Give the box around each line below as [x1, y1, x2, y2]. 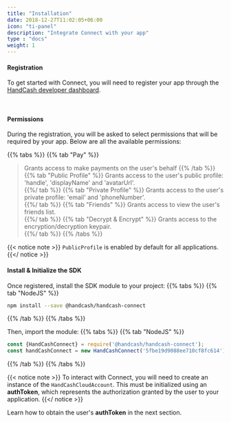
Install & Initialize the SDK [7, 266, 82, 274]
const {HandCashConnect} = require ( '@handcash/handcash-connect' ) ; [7, 341, 205, 348]
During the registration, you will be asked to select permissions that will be [7, 130, 218, 138]
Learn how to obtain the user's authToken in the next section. [7, 408, 182, 417]
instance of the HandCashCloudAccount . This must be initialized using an [7, 381, 208, 389]
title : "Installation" [7, 10, 72, 17]
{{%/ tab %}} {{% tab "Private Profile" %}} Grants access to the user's [23, 186, 224, 195]
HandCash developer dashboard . [7, 86, 101, 94]
